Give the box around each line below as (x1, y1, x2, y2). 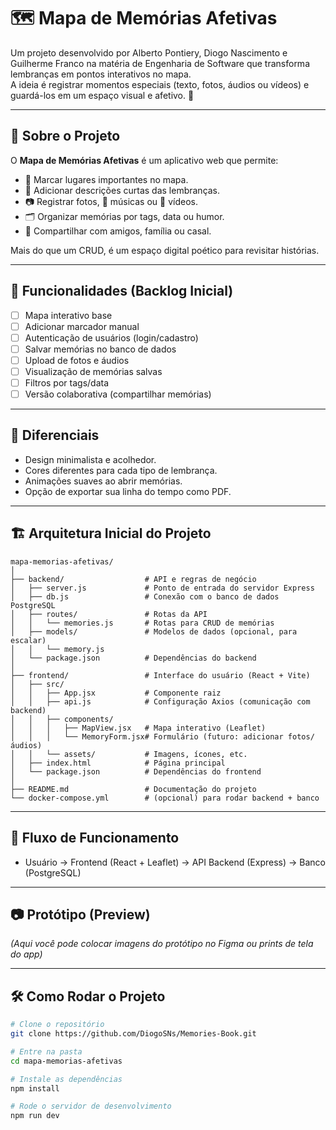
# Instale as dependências (10, 1074, 123, 1084)
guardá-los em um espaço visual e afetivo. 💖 (10, 89, 195, 101)
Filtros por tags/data (24, 376, 110, 389)
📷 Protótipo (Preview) (10, 906, 151, 923)
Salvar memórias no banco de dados (24, 343, 177, 355)
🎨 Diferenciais (10, 427, 100, 444)
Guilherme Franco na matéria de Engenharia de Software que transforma (10, 57, 310, 69)
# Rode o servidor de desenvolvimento (10, 1101, 172, 1112)
